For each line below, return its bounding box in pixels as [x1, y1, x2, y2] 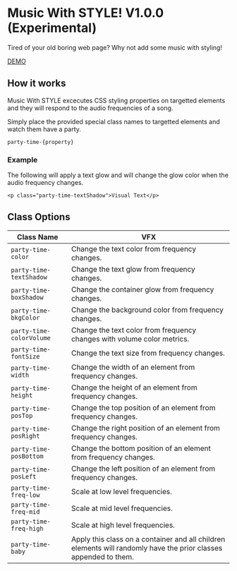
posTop [11, 411, 33, 419]
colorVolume [11, 334, 51, 342]
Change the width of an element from [71, 362, 195, 372]
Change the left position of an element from [71, 464, 216, 474]
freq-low [11, 491, 40, 499]
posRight [11, 432, 40, 440]
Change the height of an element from [71, 383, 197, 392]
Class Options [7, 211, 71, 223]
